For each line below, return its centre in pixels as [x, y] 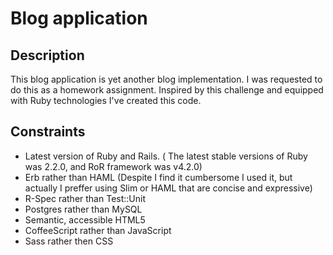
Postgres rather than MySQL [83, 209]
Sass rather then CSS [69, 241]
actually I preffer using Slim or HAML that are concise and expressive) [168, 188]
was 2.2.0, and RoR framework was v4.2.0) [113, 166]
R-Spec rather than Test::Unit [85, 198]
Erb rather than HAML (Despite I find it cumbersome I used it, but [158, 177]
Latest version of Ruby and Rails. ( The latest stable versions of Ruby [166, 156]
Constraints [48, 132]
